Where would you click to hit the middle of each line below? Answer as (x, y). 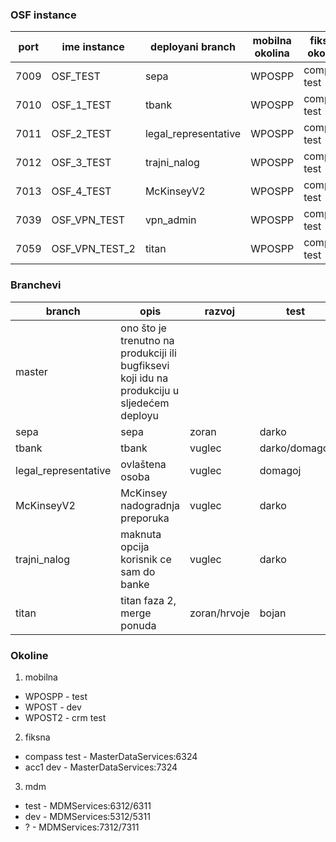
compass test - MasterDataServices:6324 (111, 756)
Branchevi (36, 285)
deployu (139, 415)
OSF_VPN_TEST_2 (93, 249)
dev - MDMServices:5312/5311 (87, 816)
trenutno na (147, 340)
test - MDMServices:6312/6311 (88, 805)
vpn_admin (170, 220)
